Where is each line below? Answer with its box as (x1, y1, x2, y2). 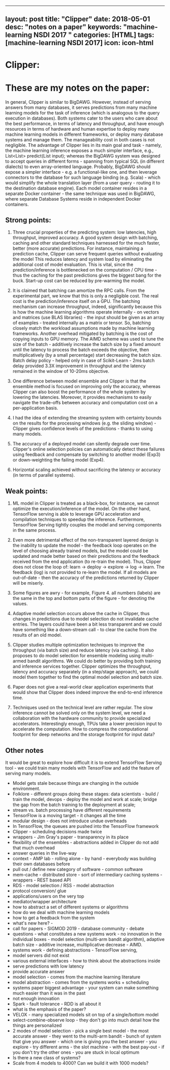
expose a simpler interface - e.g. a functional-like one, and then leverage (5, 169, 157, 175)
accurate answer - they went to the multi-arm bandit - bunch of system (12, 1033, 161, 1039)
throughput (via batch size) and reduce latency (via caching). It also (12, 647, 154, 654)
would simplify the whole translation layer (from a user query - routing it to (5, 179, 160, 185)
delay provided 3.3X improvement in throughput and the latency (12, 363, 146, 369)
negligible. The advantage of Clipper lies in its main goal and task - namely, (5, 142, 162, 148)
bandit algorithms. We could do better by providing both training (27, 658, 161, 664)
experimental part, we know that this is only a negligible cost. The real (12, 293, 159, 299)
